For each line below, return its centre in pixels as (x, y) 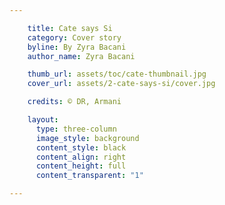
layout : (43, 120)
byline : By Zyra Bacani (77, 47)
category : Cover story (74, 37)
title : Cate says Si (70, 28)
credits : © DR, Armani (74, 102)
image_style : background (87, 138)
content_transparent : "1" (89, 176)
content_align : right (81, 157)
